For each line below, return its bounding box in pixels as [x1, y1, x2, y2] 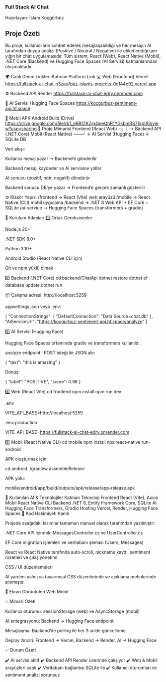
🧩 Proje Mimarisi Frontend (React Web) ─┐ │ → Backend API [38, 126, 162, 132]
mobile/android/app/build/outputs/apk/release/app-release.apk [5, 485, 135, 491]
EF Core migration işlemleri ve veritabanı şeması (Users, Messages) [5, 539, 144, 545]
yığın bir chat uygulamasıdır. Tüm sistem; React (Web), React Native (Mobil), [5, 53, 161, 59]
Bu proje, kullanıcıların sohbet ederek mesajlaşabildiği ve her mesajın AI [5, 42, 152, 48]
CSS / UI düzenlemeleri [5, 564, 53, 570]
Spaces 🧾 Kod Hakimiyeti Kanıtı [5, 511, 70, 516]
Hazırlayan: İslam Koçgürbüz [5, 15, 64, 21]
